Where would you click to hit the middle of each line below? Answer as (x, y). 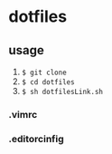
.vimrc (23, 114)
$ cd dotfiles (48, 82)
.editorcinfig (36, 139)
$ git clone (44, 72)
